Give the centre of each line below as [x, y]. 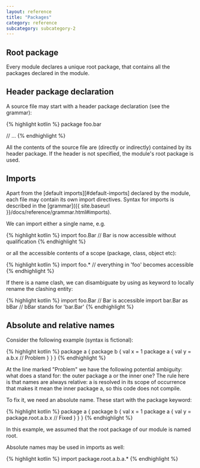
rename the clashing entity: [40, 289]
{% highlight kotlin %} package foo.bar [54, 124]
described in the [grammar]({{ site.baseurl [58, 206]
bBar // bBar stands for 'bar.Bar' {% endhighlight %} [70, 306]
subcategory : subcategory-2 [41, 28]
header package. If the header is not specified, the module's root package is [100, 153]
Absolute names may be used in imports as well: [65, 447]
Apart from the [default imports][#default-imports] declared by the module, [98, 193]
